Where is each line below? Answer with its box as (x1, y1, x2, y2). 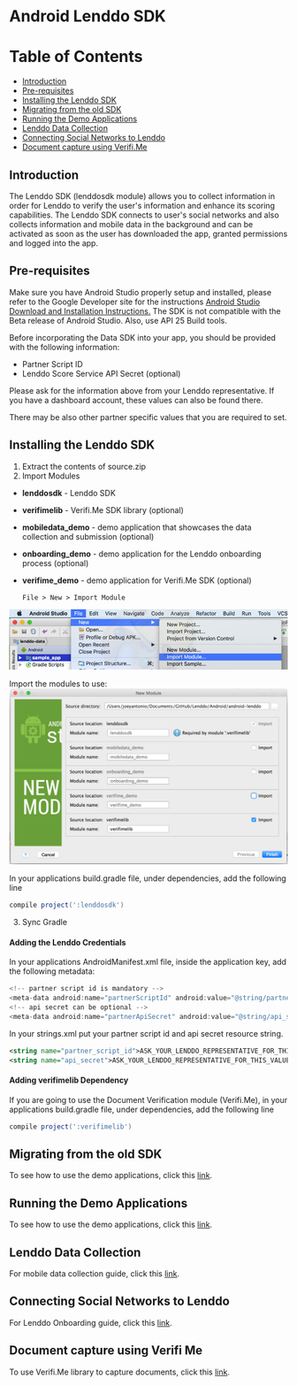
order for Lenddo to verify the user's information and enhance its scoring (9, 200, 276, 211)
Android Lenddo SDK (9, 6, 166, 27)
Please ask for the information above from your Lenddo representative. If (9, 385, 275, 395)
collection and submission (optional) (21, 531, 155, 541)
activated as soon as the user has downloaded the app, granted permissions (9, 228, 288, 239)
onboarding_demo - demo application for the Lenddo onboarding (21, 548, 263, 559)
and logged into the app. (9, 237, 99, 249)
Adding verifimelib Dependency (9, 1075, 129, 1085)
